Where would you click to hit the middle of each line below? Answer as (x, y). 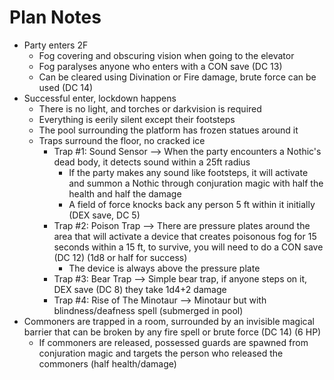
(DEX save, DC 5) (104, 215)
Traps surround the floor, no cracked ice (122, 140)
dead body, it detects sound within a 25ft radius (152, 162)
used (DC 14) (66, 87)
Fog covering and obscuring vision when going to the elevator (166, 55)
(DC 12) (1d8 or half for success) (120, 257)
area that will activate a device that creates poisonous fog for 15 (185, 236)
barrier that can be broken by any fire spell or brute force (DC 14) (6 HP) (172, 332)
